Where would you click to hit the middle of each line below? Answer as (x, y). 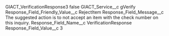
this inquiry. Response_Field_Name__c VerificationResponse (69, 23)
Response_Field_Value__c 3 (34, 28)
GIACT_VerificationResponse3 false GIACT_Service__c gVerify (70, 7)
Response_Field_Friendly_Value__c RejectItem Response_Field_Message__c (84, 12)
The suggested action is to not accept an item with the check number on (82, 17)
